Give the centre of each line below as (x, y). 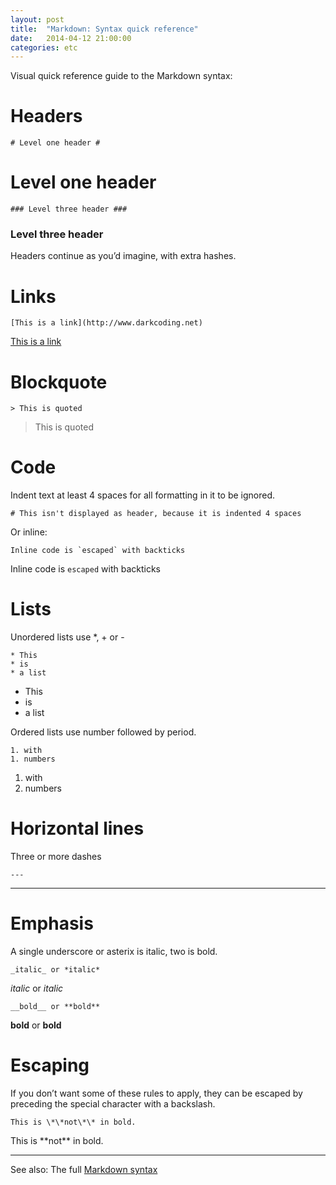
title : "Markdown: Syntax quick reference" (104, 29)
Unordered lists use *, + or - (67, 637)
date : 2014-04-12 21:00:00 (71, 38)
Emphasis (52, 923)
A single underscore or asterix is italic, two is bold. (114, 952)
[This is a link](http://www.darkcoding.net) (106, 323)
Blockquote (59, 382)
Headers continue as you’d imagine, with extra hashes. (123, 256)
